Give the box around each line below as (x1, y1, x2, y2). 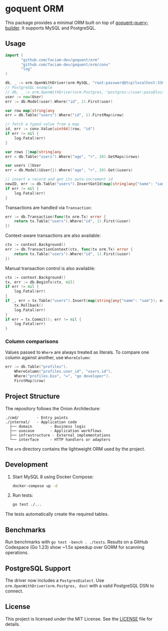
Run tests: (12, 492, 33, 498)
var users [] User (5, 163, 41, 168)
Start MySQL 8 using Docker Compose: (12, 474, 94, 480)
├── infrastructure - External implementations (9, 433, 111, 438)
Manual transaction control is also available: (5, 265, 95, 271)
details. (5, 621, 20, 627)
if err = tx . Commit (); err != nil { (5, 317, 81, 322)
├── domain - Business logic (9, 424, 86, 429)
